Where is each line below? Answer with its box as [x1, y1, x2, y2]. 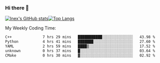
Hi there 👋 [5, 4, 30, 11]
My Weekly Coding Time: [5, 25, 57, 31]
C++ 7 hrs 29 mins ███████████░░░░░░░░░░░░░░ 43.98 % [5, 34, 155, 40]
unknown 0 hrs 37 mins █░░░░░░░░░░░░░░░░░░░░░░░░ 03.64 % [5, 48, 155, 53]
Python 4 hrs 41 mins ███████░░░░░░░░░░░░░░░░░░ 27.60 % [5, 39, 155, 44]
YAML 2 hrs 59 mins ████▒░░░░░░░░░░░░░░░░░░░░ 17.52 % [5, 44, 155, 49]
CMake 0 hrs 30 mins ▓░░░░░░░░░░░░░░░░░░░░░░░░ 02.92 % [5, 53, 155, 58]
